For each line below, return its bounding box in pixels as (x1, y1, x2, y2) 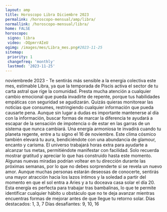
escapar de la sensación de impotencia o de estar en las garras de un (5, 121, 150, 127)
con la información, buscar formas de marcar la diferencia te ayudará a (5, 115, 153, 121)
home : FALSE (5, 26, 30, 31)
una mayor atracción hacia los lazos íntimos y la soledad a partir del (5, 174, 146, 180)
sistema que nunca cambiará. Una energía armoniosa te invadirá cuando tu (5, 126, 161, 132)
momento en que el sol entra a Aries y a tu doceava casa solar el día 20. (5, 180, 155, 186)
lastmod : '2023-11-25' (7, 64, 55, 69)
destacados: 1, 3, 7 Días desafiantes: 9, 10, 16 (5, 201, 99, 207)
